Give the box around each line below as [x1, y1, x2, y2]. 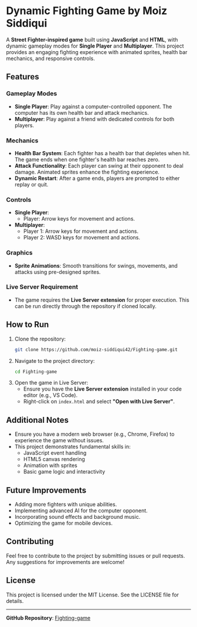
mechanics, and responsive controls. [6, 55, 96, 62]
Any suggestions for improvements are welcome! [6, 558, 125, 565]
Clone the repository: [14, 335, 66, 342]
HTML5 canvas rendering [23, 456, 85, 463]
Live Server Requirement [6, 283, 79, 291]
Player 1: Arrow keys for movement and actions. [23, 228, 139, 235]
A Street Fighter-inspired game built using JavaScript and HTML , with [6, 36, 178, 43]
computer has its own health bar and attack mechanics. [14, 109, 150, 116]
